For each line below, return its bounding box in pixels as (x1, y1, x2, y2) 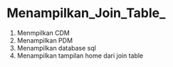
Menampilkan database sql (16, 43, 97, 52)
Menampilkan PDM (16, 36, 73, 44)
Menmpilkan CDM (16, 29, 70, 37)
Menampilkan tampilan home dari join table (16, 51, 144, 60)
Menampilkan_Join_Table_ (6, 5, 166, 21)
